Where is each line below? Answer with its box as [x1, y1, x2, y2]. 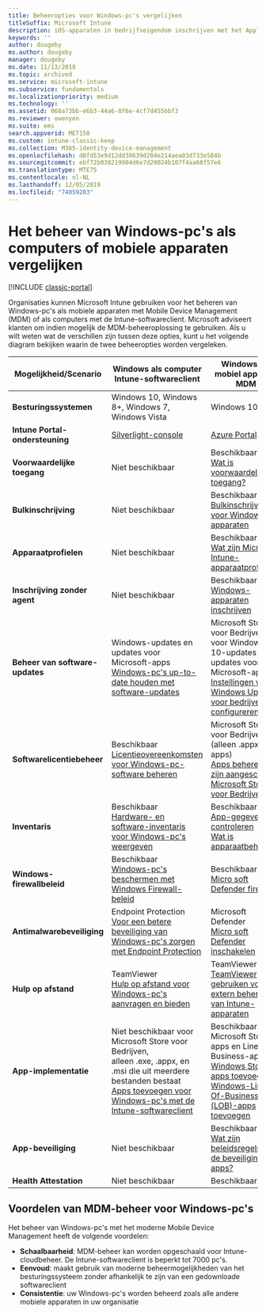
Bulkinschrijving [12, 504, 75, 515]
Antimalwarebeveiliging [12, 925, 104, 936]
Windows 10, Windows [111, 391, 198, 402]
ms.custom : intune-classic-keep [8, 136, 115, 145]
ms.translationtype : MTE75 [8, 166, 97, 174]
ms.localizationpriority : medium [8, 93, 119, 101]
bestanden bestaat [111, 1075, 181, 1086]
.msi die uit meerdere [111, 1065, 190, 1077]
